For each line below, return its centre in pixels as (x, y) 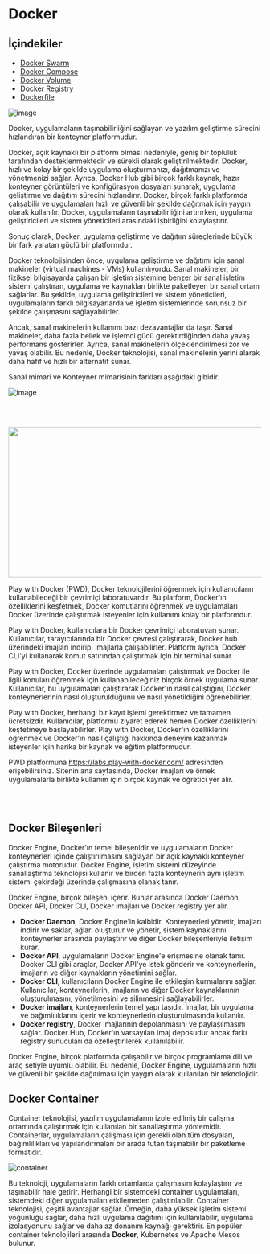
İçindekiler (35, 44)
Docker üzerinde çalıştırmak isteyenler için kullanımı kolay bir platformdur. (131, 615)
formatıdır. (25, 1152)
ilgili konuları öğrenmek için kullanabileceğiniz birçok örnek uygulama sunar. (134, 680)
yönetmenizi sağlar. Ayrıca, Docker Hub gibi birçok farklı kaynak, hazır (124, 178)
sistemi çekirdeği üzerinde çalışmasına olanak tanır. (94, 882)
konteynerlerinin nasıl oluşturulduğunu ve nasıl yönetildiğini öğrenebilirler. (130, 697)
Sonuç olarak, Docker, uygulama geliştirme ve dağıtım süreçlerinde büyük (130, 236)
